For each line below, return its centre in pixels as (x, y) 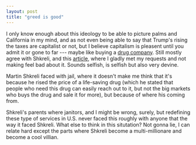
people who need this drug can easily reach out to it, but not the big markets (98, 88)
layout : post (22, 11)
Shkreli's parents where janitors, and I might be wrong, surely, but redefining (98, 112)
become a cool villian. (32, 137)
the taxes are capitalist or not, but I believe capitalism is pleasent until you (95, 46)
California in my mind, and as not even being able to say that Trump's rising (97, 40)
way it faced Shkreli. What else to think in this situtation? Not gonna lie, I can (98, 125)
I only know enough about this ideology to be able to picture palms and (92, 33)
